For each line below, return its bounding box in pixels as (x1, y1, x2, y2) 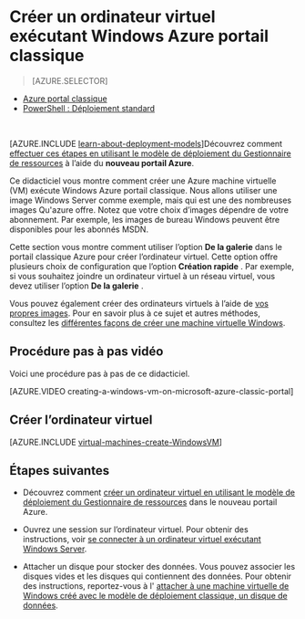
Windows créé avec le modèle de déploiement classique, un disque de (22, 591, 289, 602)
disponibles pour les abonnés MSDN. (9, 224, 148, 235)
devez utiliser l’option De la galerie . (9, 280, 144, 291)
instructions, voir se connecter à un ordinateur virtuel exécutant (22, 534, 261, 545)
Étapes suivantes (9, 463, 110, 478)
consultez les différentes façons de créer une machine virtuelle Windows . (9, 317, 286, 328)
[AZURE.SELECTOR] (31, 75, 108, 86)
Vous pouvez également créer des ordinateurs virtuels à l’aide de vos (9, 298, 269, 309)
